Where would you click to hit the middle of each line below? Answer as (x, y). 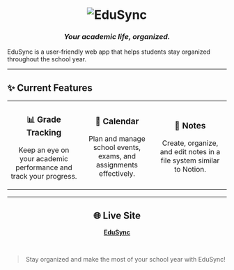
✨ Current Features (50, 88)
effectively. (117, 174)
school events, (117, 148)
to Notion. (190, 170)
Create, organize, (190, 143)
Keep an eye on (44, 150)
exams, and (117, 156)
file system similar (190, 160)
